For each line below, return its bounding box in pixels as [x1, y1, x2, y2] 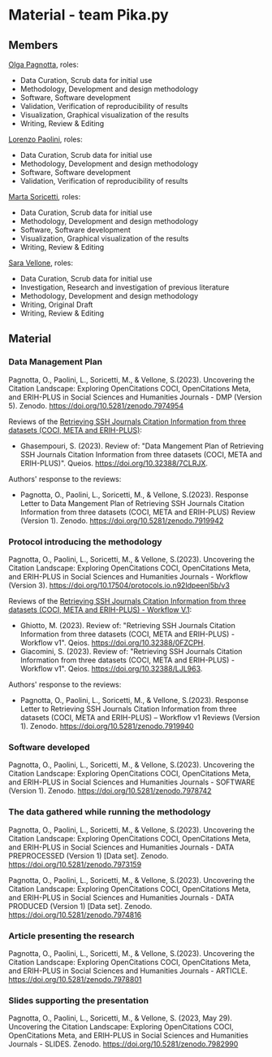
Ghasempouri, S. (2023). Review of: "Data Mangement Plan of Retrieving [19, 441, 264, 451]
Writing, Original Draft [19, 299, 93, 309]
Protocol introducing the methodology [8, 535, 162, 547]
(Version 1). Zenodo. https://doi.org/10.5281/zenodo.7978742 [8, 786, 212, 796]
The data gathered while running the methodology [8, 806, 211, 818]
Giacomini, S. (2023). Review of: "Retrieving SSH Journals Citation [19, 646, 243, 656]
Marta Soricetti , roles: [8, 192, 81, 201]
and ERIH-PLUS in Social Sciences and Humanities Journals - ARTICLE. [8, 966, 248, 976]
